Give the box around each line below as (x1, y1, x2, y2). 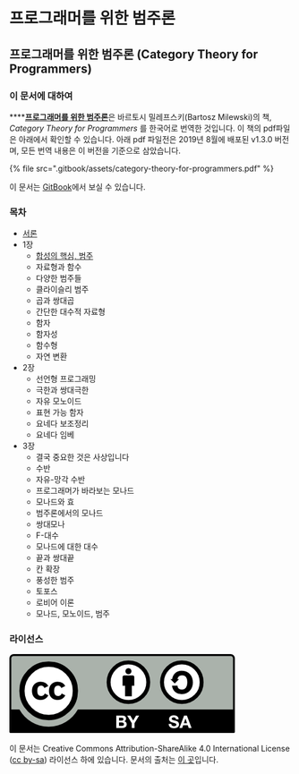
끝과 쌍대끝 (35, 552, 74, 564)
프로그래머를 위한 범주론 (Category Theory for (9, 47, 259, 62)
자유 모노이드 (35, 396, 82, 407)
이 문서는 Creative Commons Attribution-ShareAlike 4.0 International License (9, 744, 291, 754)
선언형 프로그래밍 (35, 373, 97, 385)
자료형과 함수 (35, 261, 82, 273)
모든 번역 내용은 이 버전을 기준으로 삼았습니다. (21, 145, 182, 156)
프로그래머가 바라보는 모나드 (35, 485, 134, 497)
